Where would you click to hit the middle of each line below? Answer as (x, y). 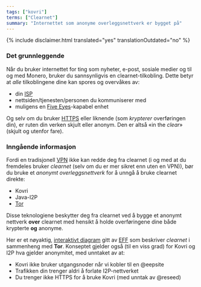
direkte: (16, 179)
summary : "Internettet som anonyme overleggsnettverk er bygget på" (94, 23)
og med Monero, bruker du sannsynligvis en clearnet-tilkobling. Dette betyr (100, 76)
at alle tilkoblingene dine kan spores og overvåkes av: (73, 82)
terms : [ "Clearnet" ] (32, 18)
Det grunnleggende (35, 56)
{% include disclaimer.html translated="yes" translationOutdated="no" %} (98, 40)
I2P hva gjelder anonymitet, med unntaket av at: (65, 253)
